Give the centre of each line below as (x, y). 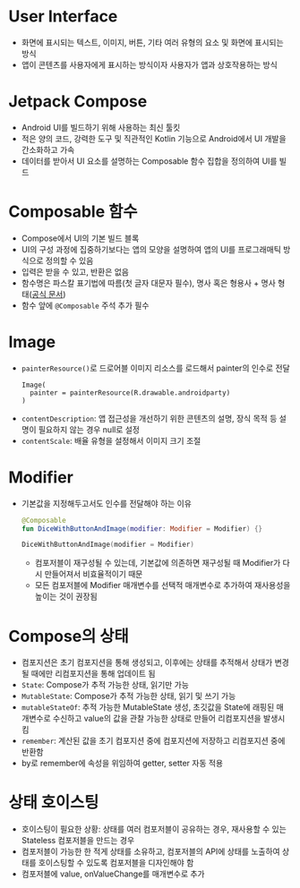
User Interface (63, 17)
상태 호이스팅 (54, 803)
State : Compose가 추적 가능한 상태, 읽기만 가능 (105, 685)
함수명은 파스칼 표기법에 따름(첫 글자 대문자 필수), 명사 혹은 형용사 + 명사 (149, 283)
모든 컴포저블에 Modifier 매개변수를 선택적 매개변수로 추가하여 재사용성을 (163, 585)
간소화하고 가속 (48, 149)
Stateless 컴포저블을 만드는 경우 (78, 841)
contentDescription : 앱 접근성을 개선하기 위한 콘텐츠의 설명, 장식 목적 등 (149, 418)
